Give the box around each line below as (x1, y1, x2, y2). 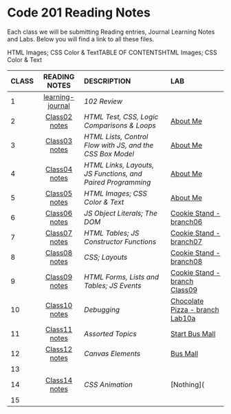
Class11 (45, 324, 73, 334)
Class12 (45, 344, 73, 354)
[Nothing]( (170, 380, 205, 389)
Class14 (45, 375, 73, 385)
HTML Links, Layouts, (83, 160, 155, 169)
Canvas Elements (83, 349, 141, 358)
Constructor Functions (83, 236, 157, 246)
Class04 (45, 164, 73, 174)
